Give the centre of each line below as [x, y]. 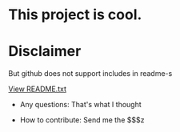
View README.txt [37, 89]
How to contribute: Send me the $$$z [82, 120]
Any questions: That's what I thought [80, 105]
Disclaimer [45, 52]
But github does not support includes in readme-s [90, 74]
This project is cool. [75, 15]
